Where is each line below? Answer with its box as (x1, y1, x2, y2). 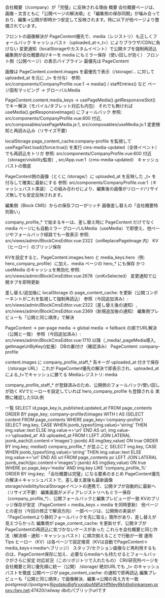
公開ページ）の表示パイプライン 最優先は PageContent (18, 58, 129, 64)
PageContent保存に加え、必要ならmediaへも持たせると (18, 551, 131, 557)
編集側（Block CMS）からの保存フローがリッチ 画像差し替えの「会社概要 (5, 202, 154, 208)
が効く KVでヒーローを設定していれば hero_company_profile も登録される (5, 388, 154, 394)
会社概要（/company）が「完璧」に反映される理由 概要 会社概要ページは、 (5, 4, 158, 10)
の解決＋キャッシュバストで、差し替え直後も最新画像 (5, 477, 113, 483)
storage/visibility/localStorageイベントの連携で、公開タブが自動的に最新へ (5, 483, 156, 489)
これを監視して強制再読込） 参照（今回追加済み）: (26, 296, 129, 302)
